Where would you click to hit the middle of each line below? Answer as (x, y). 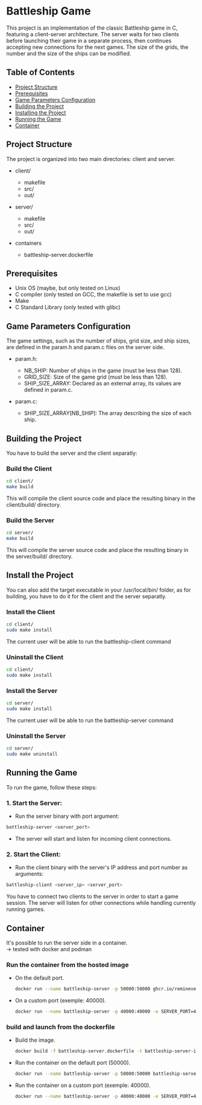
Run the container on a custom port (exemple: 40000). (83, 1085)
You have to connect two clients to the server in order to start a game (93, 896)
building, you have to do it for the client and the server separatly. (87, 596)
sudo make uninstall (32, 754)
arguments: (29, 874)
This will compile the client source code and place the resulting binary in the (101, 498)
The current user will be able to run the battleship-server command (90, 720)
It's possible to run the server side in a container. (67, 943)
